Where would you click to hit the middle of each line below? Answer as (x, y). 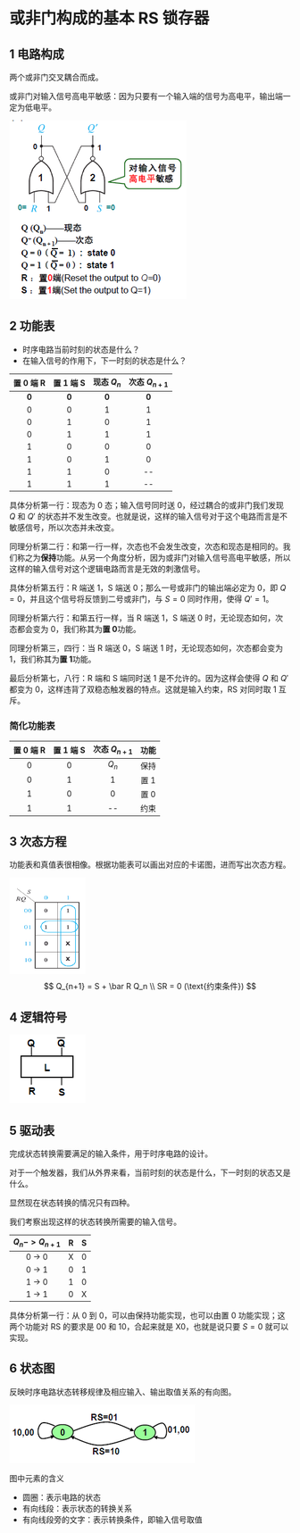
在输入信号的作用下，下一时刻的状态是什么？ (104, 360)
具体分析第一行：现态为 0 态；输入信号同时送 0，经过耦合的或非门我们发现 (146, 504)
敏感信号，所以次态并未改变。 (64, 527)
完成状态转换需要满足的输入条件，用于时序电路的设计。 (111, 1154)
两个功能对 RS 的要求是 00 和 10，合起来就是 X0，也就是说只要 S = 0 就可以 (149, 1326)
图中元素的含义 (37, 1478)
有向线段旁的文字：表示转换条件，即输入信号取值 (112, 1520)
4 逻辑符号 (38, 1017)
